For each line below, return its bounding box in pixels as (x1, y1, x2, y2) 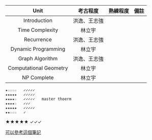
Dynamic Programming (10, 46, 66, 52)
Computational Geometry (8, 64, 68, 72)
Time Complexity (17, 26, 58, 33)
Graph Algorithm (18, 55, 58, 62)
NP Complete (22, 74, 54, 81)
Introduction (23, 17, 52, 24)
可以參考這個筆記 (5, 129, 41, 135)
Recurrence (23, 36, 52, 43)
